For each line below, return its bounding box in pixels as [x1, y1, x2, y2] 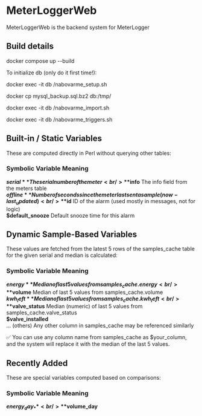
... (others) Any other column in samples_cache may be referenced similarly [6, 322, 194, 330]
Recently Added [6, 358, 68, 368]
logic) [6, 205, 21, 212]
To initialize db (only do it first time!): [6, 69, 97, 76]
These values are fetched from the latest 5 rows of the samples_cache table [6, 245, 195, 253]
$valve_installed [6, 316, 49, 323]
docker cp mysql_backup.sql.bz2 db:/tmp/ [6, 92, 112, 100]
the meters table [6, 184, 47, 192]
